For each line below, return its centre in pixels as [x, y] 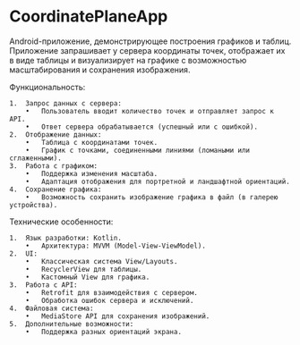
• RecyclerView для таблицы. [84, 269]
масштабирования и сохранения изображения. [100, 70]
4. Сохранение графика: [56, 189]
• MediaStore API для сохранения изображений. [118, 316]
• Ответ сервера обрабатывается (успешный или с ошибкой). [141, 127]
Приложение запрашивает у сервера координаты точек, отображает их [147, 50]
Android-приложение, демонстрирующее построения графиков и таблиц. [150, 41]
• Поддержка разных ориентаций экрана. [103, 332]
